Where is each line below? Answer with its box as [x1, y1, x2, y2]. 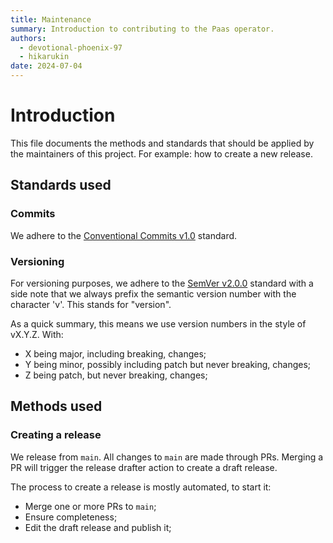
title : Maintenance [10, 14, 92, 25]
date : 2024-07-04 [10, 61, 83, 71]
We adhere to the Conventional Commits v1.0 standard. [10, 229, 238, 241]
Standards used [10, 177, 112, 194]
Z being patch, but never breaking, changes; [24, 369, 208, 381]
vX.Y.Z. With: [10, 328, 64, 340]
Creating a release [10, 428, 102, 442]
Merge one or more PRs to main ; [24, 500, 157, 512]
